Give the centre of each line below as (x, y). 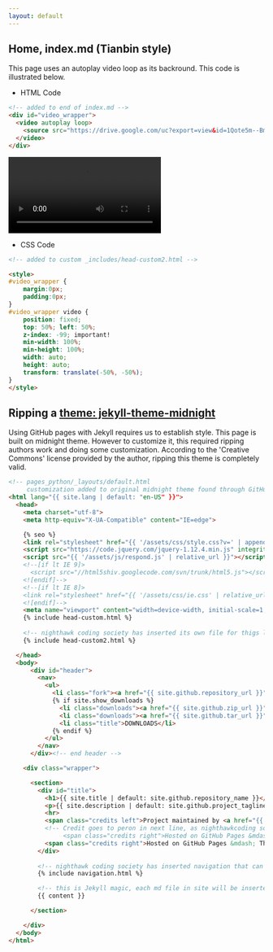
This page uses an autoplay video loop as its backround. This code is (124, 68)
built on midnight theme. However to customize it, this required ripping (126, 441)
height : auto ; (47, 365)
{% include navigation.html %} (91, 874)
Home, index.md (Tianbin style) (90, 49)
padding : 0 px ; (45, 297)
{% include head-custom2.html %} (80, 640)
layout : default (36, 16)
